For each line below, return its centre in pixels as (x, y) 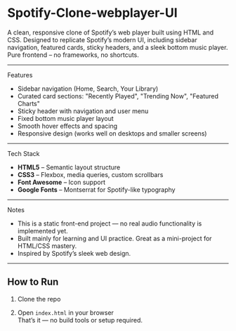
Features (20, 74)
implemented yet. (42, 231)
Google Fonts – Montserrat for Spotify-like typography (96, 189)
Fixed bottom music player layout (65, 118)
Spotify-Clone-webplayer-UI (92, 13)
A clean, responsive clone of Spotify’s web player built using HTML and (111, 32)
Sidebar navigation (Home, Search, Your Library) (88, 89)
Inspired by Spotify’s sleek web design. (74, 253)
